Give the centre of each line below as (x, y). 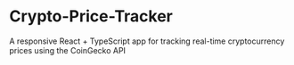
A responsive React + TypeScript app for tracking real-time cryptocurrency (147, 41)
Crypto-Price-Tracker (91, 16)
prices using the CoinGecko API (68, 50)
